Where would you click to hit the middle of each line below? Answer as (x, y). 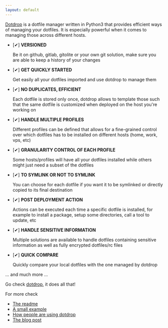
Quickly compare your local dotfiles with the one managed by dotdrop (85, 264)
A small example (29, 309)
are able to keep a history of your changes (56, 60)
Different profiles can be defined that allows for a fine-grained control (85, 129)
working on (24, 110)
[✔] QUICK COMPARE (35, 255)
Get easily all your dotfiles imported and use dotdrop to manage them (85, 79)
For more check (22, 294)
